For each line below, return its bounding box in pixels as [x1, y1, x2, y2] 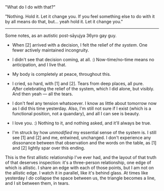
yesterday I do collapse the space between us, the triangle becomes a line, [5, 175, 156, 181]
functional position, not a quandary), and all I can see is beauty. [12, 111, 140, 116]
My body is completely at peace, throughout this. [12, 71, 111, 77]
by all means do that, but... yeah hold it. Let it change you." [5, 19, 123, 24]
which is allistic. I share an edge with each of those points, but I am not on [5, 165, 154, 171]
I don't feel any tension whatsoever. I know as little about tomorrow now [12, 101, 157, 106]
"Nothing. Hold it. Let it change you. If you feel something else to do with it [5, 14, 155, 19]
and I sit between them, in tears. [5, 180, 70, 186]
